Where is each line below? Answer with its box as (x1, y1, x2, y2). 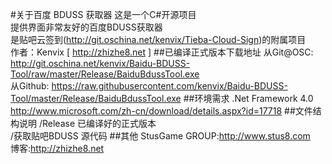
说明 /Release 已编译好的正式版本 (18, 118, 157, 129)
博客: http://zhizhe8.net (10, 143, 105, 154)
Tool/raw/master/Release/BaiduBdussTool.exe (10, 68, 200, 80)
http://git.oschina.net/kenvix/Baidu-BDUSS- (10, 58, 191, 69)
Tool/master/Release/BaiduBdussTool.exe (10, 93, 182, 104)
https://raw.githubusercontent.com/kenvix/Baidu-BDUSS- (51, 80, 288, 92)
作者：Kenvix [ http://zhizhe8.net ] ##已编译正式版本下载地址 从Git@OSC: (10, 46, 314, 58)
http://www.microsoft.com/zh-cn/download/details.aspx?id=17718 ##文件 (10, 105, 313, 117)
